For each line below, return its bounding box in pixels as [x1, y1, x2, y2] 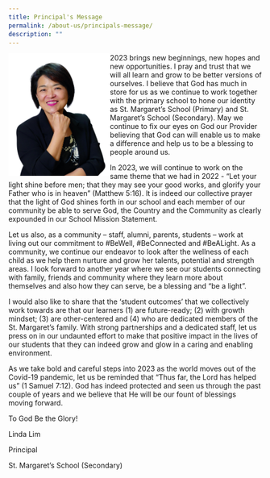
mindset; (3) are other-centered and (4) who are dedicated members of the [8, 314, 259, 324]
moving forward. [8, 398, 63, 408]
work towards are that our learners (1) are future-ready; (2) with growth [8, 306, 245, 315]
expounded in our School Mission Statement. [8, 214, 158, 224]
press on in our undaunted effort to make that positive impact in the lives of [8, 331, 258, 341]
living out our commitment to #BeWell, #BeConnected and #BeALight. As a [8, 239, 256, 248]
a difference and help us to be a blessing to [110, 139, 254, 148]
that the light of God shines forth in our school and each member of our [8, 197, 246, 207]
